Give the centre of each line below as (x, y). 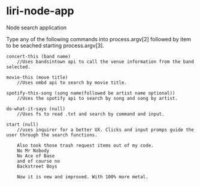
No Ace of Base (36, 156)
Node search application (37, 28)
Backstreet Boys (37, 166)
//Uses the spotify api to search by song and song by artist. (98, 98)
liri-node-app (40, 11)
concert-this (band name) (38, 56)
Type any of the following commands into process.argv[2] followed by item (99, 39)
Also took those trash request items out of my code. (85, 145)
